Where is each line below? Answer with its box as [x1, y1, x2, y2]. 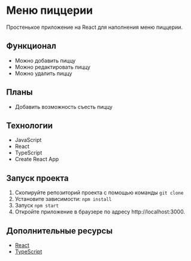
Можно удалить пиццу [14, 70, 72, 77]
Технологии [6, 120, 53, 130]
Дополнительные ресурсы [6, 226, 113, 236]
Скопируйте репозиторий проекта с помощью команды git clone [14, 189, 184, 196]
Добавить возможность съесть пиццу [14, 103, 113, 110]
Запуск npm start [14, 202, 59, 209]
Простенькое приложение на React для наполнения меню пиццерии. [6, 23, 183, 31]
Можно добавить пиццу [14, 57, 76, 64]
